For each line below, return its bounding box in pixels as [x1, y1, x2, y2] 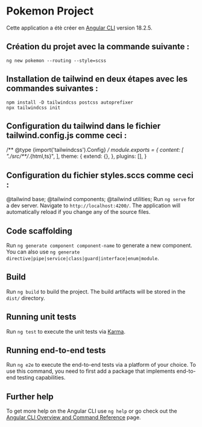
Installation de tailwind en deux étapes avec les [6, 74, 188, 84]
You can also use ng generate [6, 248, 80, 255]
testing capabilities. [17, 374, 66, 381]
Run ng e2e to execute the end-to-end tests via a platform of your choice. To [6, 361, 197, 369]
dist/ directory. [6, 294, 45, 302]
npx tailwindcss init [6, 104, 61, 111]
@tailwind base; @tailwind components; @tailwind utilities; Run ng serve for [6, 196, 195, 203]
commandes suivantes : [6, 83, 98, 94]
